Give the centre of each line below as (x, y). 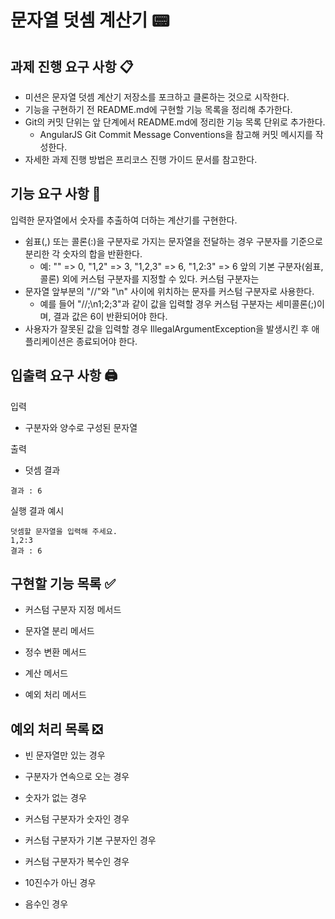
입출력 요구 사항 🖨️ (64, 376)
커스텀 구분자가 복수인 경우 (77, 862)
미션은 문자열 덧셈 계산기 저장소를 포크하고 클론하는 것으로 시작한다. (157, 97)
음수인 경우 (46, 904)
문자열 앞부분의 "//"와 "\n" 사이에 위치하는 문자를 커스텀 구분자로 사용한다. (169, 291)
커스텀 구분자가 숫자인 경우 (77, 819)
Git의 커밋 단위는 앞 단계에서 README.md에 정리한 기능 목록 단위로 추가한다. (175, 122)
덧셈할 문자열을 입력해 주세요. (64, 531)
